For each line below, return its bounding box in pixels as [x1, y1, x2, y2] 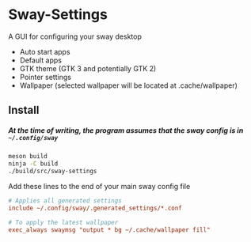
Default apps [19, 55, 62, 65]
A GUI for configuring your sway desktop [8, 32, 143, 41]
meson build [8, 153, 48, 161]
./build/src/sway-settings [8, 168, 97, 176]
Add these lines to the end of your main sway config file [8, 181, 191, 191]
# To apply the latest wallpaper [8, 218, 119, 226]
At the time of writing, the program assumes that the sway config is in [8, 125, 244, 135]
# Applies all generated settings [8, 196, 123, 205]
